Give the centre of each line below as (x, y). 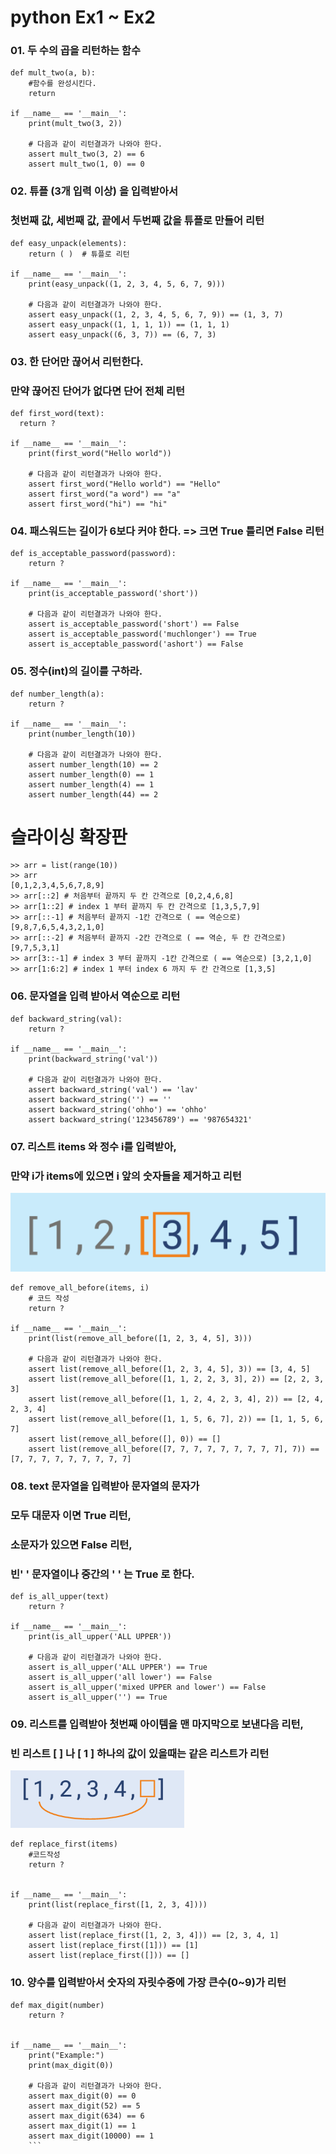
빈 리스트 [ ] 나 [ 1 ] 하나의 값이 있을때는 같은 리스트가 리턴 (140, 1753)
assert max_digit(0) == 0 (82, 2096)
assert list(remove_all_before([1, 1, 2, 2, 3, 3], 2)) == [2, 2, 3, (176, 1379)
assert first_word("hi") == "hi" (98, 504)
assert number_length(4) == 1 (91, 784)
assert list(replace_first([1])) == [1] (113, 1946)
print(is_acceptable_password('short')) (113, 594)
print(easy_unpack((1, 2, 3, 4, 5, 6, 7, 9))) (127, 284)
